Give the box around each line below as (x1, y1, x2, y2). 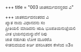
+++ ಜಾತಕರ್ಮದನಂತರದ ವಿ (5, 14, 49, 20)
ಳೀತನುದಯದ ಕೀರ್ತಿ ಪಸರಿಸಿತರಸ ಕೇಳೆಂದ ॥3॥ (5, 42, 74, 48)
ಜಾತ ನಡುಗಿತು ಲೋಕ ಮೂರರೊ (5, 37, 52, 42)
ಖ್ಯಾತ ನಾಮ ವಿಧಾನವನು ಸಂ (5, 20, 45, 25)
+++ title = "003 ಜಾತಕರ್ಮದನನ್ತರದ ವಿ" (5, 4, 74, 10)
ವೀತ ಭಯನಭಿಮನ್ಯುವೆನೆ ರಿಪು (5, 31, 47, 37)
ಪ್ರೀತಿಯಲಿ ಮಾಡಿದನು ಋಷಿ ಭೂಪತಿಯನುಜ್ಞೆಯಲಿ (5, 25, 76, 31)
